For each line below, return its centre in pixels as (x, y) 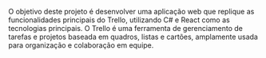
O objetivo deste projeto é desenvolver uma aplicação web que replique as (131, 12)
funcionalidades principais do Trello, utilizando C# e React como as (119, 20)
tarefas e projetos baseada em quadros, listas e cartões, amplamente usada (133, 37)
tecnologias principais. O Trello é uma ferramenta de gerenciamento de (126, 28)
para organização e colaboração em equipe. (81, 45)
